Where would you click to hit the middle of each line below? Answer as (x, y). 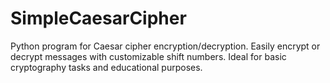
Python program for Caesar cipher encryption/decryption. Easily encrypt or (165, 46)
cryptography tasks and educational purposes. (106, 67)
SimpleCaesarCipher (98, 18)
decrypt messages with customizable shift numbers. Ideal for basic (148, 56)
